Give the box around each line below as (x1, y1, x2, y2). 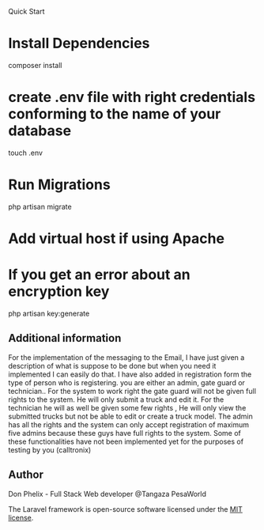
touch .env (8, 148, 43, 157)
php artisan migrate (8, 202, 73, 211)
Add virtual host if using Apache (8, 229, 225, 248)
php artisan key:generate (8, 309, 90, 318)
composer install (8, 60, 62, 70)
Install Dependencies (8, 35, 150, 52)
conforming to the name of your (8, 105, 221, 123)
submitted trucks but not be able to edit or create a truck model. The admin (8, 411, 253, 421)
